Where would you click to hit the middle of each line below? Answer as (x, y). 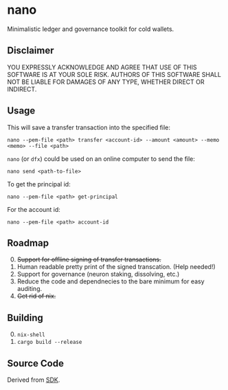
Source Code (35, 363)
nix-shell (31, 335)
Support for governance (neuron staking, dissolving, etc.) (98, 274)
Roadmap (28, 243)
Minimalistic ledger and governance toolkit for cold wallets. (91, 29)
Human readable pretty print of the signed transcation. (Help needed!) (116, 267)
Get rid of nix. (36, 296)
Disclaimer (31, 51)
